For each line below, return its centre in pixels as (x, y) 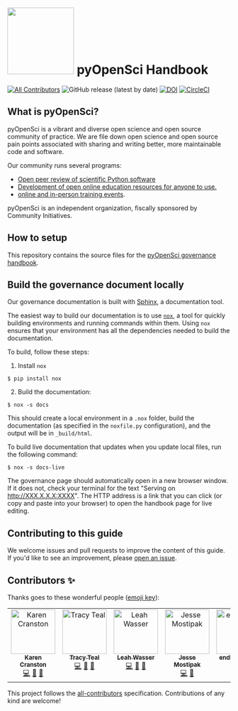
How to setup (37, 238)
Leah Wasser (136, 657)
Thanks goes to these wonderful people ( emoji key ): (84, 597)
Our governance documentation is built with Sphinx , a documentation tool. (116, 302)
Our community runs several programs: (64, 165)
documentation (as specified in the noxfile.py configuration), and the (109, 425)
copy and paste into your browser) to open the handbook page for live (110, 504)
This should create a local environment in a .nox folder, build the (101, 418)
